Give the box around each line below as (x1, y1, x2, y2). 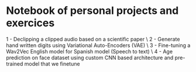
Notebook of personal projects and (6, 4, 179, 17)
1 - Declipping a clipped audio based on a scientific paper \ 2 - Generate (6, 35, 180, 42)
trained (6, 60, 23, 67)
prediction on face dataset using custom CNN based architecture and (6, 54, 174, 61)
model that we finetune (24, 60, 80, 67)
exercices (6, 16, 55, 30)
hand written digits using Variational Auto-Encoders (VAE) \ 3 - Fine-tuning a (6, 42, 191, 49)
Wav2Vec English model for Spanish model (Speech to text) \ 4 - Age (6, 48, 173, 55)
